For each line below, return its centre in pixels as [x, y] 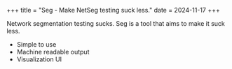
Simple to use [36, 44]
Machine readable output [53, 52]
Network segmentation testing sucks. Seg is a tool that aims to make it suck [116, 23]
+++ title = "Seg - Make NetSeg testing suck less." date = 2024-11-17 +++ [113, 10]
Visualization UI [39, 59]
